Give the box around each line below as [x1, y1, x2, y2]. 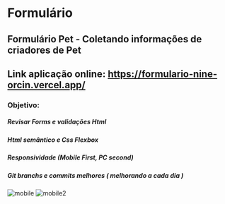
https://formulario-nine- [107, 68, 218, 80]
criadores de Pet [7, 44, 81, 56]
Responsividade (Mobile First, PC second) [7, 153, 134, 162]
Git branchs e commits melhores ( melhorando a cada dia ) [7, 171, 184, 179]
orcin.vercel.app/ [7, 79, 86, 91]
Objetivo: [7, 100, 40, 110]
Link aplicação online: [7, 68, 106, 80]
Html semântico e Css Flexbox [7, 136, 99, 144]
